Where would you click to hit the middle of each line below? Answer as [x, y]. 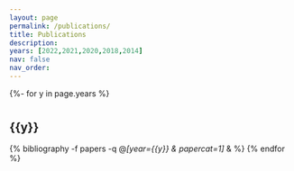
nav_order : [30, 68]
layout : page [34, 18]
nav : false [30, 59]
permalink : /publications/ [60, 26]
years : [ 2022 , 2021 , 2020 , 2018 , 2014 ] [76, 51]
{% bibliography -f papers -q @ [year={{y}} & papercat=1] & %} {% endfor [147, 148]
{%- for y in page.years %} [60, 93]
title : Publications [48, 34]
